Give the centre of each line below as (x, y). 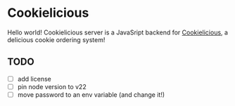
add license (34, 79)
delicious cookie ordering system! (56, 39)
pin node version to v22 (52, 86)
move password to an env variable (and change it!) (91, 94)
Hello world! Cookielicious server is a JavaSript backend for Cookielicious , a (118, 32)
